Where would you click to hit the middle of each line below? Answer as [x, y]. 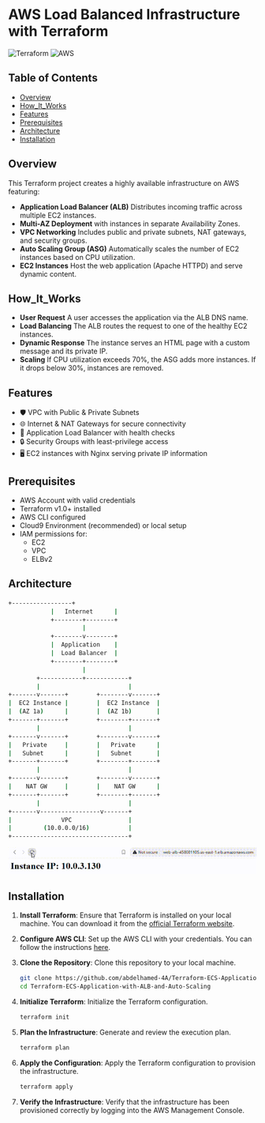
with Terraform [58, 31]
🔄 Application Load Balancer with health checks [97, 433]
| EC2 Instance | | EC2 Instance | [84, 703]
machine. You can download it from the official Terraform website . [127, 924]
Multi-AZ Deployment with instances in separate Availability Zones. [130, 224]
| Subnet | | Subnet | [84, 753]
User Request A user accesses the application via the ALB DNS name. [134, 318]
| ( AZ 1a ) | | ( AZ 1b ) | [84, 712]
